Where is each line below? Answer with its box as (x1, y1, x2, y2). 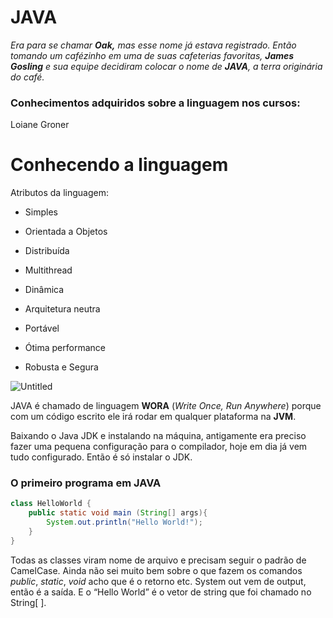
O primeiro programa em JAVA (10, 476, 162, 490)
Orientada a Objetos (24, 226, 108, 238)
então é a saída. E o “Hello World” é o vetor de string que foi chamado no (10, 586, 312, 598)
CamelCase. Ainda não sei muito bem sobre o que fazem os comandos (10, 564, 303, 576)
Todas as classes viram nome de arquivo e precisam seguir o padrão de (10, 554, 307, 566)
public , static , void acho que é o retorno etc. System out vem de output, (10, 575, 307, 587)
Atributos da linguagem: (10, 187, 109, 199)
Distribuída (24, 245, 70, 257)
